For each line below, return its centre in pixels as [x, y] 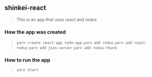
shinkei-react [25, 8]
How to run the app [27, 60]
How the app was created [35, 32]
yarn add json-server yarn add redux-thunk [73, 48]
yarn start [27, 70]
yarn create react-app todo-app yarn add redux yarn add [74, 43]
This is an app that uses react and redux [57, 19]
